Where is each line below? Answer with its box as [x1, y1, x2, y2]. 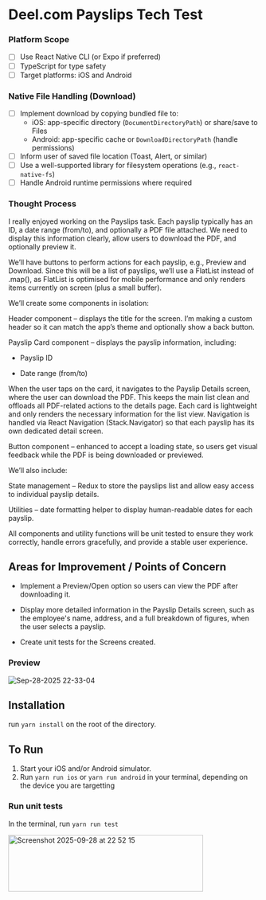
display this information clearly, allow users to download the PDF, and [8, 233, 237, 243]
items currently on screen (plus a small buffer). [8, 283, 162, 292]
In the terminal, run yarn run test [8, 819, 119, 828]
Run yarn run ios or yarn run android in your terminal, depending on [19, 773, 248, 782]
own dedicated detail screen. [8, 426, 104, 436]
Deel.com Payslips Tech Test [8, 6, 203, 24]
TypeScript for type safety [19, 61, 107, 71]
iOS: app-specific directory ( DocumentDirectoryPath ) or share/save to [31, 118, 258, 127]
